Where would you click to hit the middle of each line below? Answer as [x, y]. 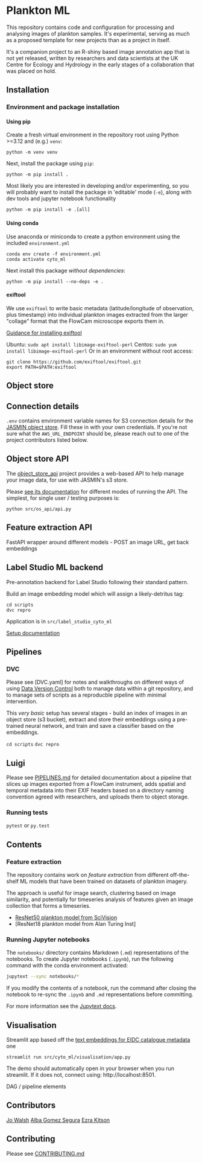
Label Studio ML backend [55, 568]
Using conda [23, 223]
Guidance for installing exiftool [44, 333]
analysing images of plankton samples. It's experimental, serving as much [98, 33]
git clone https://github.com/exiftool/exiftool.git [74, 362]
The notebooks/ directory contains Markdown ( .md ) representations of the [97, 953]
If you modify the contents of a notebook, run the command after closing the [101, 988]
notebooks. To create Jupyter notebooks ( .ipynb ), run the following [90, 959]
